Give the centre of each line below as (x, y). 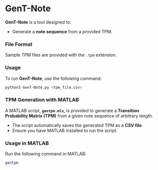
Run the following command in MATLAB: (46, 154)
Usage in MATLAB (27, 143)
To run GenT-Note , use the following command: (53, 78)
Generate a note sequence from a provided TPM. (62, 31)
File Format (19, 44)
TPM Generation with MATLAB (42, 100)
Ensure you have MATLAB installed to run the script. (65, 130)
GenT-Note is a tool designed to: (38, 22)
